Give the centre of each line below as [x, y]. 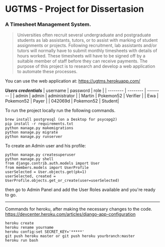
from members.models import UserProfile [47, 168]
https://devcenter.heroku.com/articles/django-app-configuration [70, 214]
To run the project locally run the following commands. [60, 110]
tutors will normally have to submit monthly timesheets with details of [87, 51]
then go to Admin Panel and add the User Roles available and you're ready [80, 190]
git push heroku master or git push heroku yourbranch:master [70, 236]
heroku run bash [22, 241]
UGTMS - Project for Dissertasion [74, 9]
